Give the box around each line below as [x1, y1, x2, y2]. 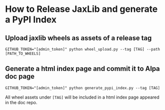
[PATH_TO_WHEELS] [5, 51, 41, 56]
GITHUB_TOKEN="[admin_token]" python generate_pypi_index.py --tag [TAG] [5, 85, 161, 90]
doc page [5, 72, 35, 81]
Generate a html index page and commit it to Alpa [5, 64, 160, 73]
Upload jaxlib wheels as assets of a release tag [5, 34, 152, 42]
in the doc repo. [5, 99, 38, 105]
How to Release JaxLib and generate [5, 3, 158, 15]
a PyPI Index [5, 14, 57, 25]
